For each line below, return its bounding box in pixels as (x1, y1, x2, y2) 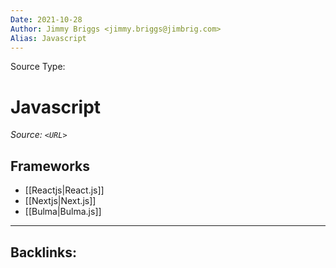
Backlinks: (10, 244, 78, 261)
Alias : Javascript (10, 33, 87, 43)
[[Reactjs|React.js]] (24, 184, 105, 196)
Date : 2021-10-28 (10, 14, 83, 25)
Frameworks (10, 157, 91, 175)
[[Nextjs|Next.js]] (24, 195, 97, 207)
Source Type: (10, 61, 66, 73)
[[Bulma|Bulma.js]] (24, 206, 102, 218)
